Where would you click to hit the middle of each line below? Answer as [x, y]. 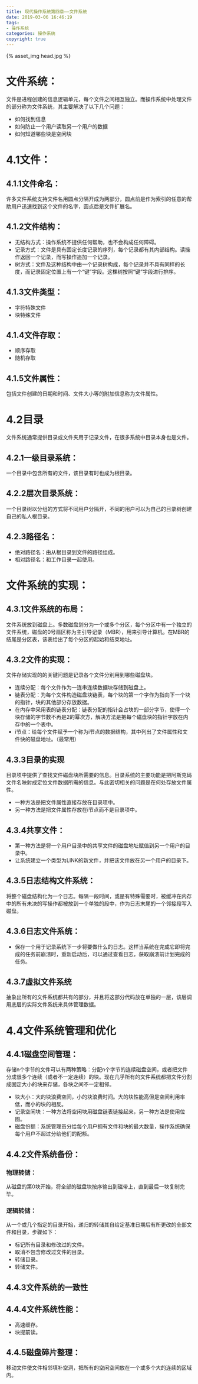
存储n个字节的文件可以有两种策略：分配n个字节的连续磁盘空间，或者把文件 [97, 1069]
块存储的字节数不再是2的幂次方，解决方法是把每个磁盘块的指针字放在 [99, 717]
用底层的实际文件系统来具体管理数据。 [52, 1004]
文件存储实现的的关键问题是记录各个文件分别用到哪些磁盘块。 [81, 675]
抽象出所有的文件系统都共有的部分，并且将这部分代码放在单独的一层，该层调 [99, 997]
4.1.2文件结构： [34, 227]
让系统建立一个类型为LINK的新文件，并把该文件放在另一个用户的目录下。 [103, 860]
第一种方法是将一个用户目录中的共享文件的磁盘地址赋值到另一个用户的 [100, 845]
